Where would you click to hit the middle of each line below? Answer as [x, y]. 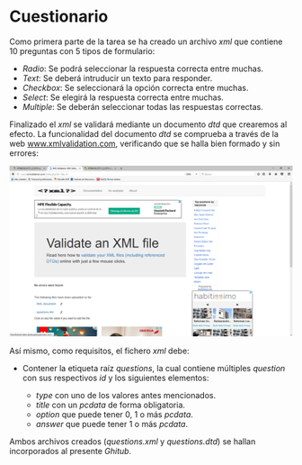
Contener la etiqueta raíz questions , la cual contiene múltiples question [154, 368]
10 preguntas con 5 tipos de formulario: [82, 50]
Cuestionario [59, 17]
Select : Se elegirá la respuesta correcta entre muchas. [123, 97]
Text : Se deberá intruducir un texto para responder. [117, 77]
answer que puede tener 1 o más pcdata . [112, 424]
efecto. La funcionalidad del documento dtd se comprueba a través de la [144, 133]
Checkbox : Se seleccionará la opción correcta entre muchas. [135, 87]
